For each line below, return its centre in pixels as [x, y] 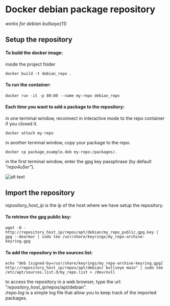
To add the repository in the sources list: [49, 252]
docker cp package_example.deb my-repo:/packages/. [61, 152]
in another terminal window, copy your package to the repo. [68, 142]
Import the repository [40, 193]
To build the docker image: [34, 53]
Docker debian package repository [80, 9]
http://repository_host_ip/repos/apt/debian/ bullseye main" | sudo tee [84, 268]
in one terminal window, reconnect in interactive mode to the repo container [85, 118]
